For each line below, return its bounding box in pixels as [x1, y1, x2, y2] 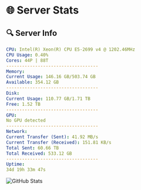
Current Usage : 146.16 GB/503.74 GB [6, 74, 96, 80]
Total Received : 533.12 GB [6, 151, 72, 156]
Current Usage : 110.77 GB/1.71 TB [6, 95, 91, 102]
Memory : [6, 68, 25, 74]
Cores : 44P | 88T [6, 57, 49, 64]
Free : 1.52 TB [6, 101, 41, 107]
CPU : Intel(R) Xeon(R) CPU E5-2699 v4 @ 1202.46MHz [6, 46, 135, 52]
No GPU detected [6, 118, 46, 124]
